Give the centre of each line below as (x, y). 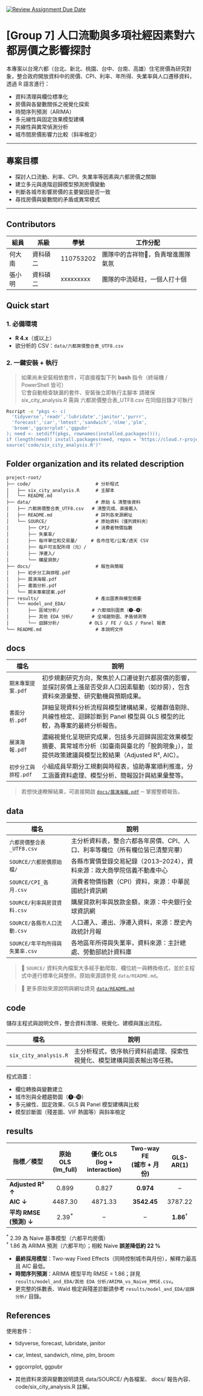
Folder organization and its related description (95, 464)
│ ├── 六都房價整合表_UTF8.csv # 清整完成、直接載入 (72, 509)
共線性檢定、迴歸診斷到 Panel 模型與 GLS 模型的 (111, 716)
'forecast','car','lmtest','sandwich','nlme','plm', (79, 423)
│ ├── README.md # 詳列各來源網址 (69, 515)
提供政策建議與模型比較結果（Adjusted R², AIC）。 (112, 755)
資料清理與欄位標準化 (41, 96)
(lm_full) (65, 1169)
